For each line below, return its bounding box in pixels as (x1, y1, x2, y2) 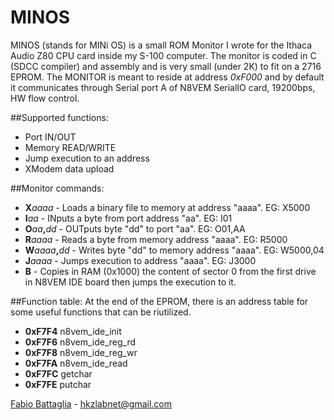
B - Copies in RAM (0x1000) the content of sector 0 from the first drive (24, 265, 317, 277)
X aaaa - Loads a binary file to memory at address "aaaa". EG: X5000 (24, 201, 311, 213)
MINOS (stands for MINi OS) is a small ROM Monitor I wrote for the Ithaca (10, 39, 313, 51)
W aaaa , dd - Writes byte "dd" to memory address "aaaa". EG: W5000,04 (24, 244, 325, 256)
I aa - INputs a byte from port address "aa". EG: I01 (24, 212, 233, 224)
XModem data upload (24, 162, 115, 175)
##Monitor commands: (10, 182, 105, 194)
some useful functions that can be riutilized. (10, 306, 192, 318)
